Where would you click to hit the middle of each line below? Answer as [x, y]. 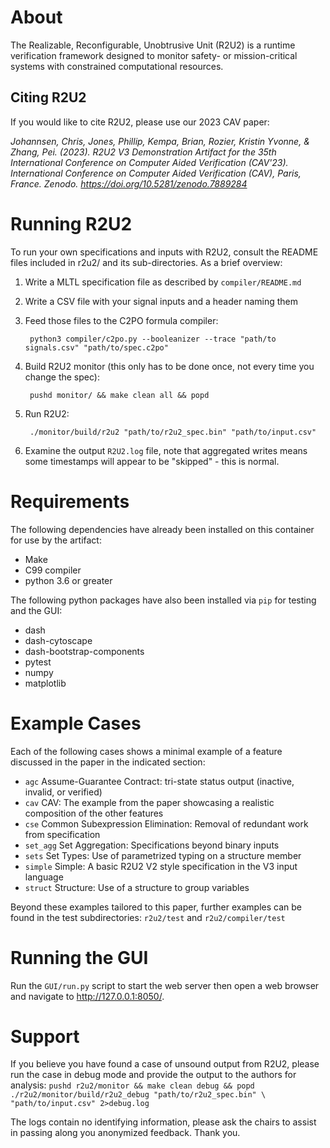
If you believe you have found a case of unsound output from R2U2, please [165, 1064]
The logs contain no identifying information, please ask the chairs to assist [163, 1122]
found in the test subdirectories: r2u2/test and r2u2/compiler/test [148, 917]
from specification [62, 834]
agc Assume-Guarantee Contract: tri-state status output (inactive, [159, 781]
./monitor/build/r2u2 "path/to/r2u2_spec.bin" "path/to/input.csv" [173, 432]
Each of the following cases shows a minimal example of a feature [146, 751]
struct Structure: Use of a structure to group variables [137, 887]
